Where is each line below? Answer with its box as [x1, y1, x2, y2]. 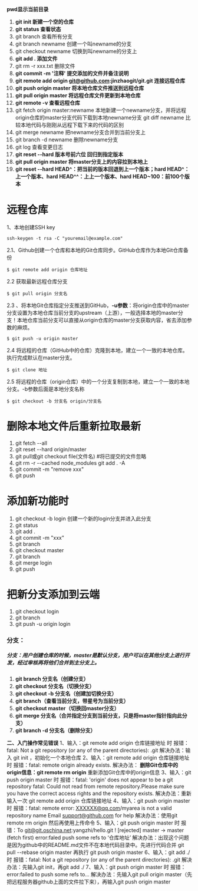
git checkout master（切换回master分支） [15, 704, 120, 712]
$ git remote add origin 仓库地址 [6, 266, 88, 273]
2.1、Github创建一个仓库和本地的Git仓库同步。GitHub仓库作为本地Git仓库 [6, 246, 184, 253]
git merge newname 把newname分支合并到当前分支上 [15, 129, 146, 136]
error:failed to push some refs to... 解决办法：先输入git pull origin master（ [6, 870, 187, 877]
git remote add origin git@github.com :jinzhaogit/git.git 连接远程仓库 [15, 77, 185, 84]
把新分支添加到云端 [6, 588, 100, 601]
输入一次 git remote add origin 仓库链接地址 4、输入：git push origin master [6, 797, 190, 804]
